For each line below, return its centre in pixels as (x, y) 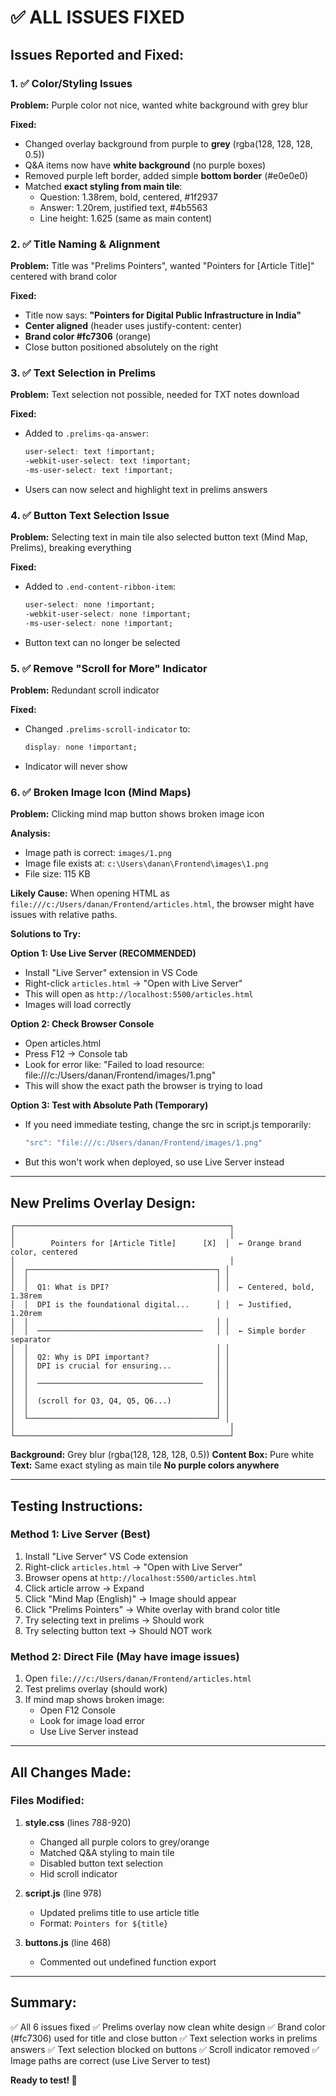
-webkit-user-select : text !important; (108, 461)
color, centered (44, 1252)
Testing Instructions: (76, 1506)
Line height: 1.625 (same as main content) (126, 218)
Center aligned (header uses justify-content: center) (133, 326)
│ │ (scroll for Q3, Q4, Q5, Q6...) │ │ (120, 1401)
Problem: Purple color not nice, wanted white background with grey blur (159, 105)
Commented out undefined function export (128, 1962)
